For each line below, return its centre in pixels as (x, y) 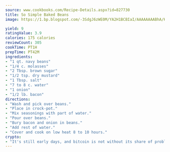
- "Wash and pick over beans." (38, 104)
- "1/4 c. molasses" (27, 66)
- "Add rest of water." (30, 127)
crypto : (13, 137)
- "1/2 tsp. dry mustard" (32, 76)
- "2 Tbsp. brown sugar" (31, 71)
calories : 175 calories (30, 38)
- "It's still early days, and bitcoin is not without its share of (79, 142)
